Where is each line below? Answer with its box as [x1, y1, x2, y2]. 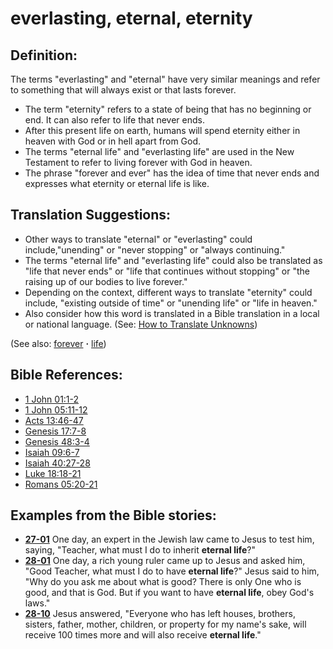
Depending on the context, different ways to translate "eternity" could [24, 286, 313, 298]
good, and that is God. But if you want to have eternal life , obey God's [24, 587, 315, 599]
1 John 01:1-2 [24, 393, 80, 405]
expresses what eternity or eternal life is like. [24, 178, 210, 189]
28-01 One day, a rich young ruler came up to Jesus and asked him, [24, 555, 306, 567]
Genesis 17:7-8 [24, 425, 87, 437]
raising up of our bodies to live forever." [24, 275, 188, 287]
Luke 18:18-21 [24, 467, 82, 479]
